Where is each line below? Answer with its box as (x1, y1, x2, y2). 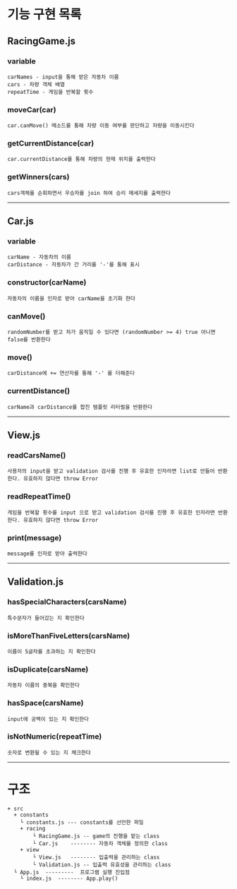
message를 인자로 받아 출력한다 (7, 550, 87, 557)
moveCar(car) (7, 105, 56, 114)
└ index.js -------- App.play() (20, 875, 119, 882)
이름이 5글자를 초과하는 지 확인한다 (7, 648, 96, 655)
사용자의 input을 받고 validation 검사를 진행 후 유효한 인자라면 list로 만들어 (7, 467, 215, 475)
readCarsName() (7, 450, 66, 460)
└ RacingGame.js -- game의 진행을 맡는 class (32, 833, 160, 840)
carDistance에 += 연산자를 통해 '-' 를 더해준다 (7, 370, 135, 377)
